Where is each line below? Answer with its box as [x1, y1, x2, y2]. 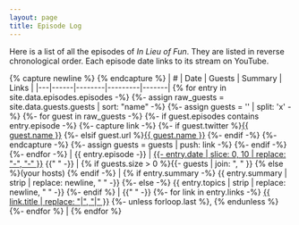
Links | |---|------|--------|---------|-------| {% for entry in [9, 82, 226, 93]
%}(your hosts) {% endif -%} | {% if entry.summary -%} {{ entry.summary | [9, 167, 288, 179]
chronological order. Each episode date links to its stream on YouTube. [9, 55, 269, 66]
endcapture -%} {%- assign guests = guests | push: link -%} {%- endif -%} [9, 139, 287, 150]
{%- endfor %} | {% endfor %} [9, 205, 123, 216]
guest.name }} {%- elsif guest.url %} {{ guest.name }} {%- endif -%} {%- [9, 129, 278, 140]
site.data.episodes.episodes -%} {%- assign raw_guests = [9, 91, 225, 103]
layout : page [9, 12, 58, 22]
